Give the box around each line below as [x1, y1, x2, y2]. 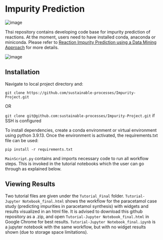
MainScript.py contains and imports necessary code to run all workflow [5, 155, 149, 161]
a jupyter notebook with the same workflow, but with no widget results [5, 224, 146, 230]
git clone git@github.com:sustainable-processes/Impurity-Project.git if [5, 112, 155, 118]
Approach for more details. [5, 44, 59, 50]
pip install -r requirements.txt [5, 147, 73, 152]
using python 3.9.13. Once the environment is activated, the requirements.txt [5, 132, 158, 138]
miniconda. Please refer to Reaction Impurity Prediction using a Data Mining [5, 39, 157, 45]
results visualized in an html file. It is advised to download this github [5, 208, 143, 214]
